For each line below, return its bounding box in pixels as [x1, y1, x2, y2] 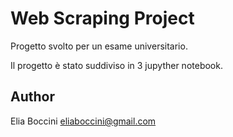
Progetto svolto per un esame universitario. [10, 40, 188, 52]
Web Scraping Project [10, 7, 195, 30]
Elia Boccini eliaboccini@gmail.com [10, 115, 157, 127]
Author [10, 88, 55, 106]
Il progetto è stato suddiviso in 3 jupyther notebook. [10, 59, 223, 71]
